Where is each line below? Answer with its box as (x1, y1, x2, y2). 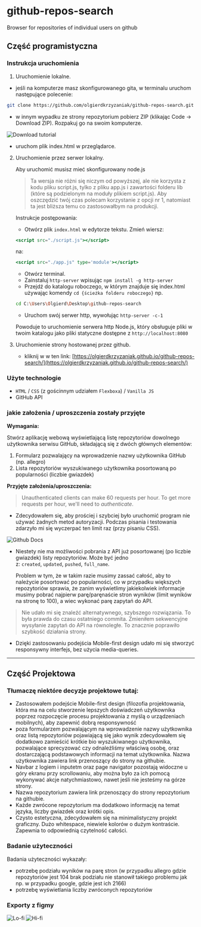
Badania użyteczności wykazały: (7, 855, 87, 863)
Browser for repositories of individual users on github (7, 24, 138, 31)
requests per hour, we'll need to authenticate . (21, 500, 134, 507)
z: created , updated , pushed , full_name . (15, 560, 110, 568)
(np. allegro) (15, 458, 46, 465)
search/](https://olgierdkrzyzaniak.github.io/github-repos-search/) (24, 359, 188, 367)
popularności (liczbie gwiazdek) (15, 470, 94, 478)
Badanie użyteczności (7, 842, 73, 850)
